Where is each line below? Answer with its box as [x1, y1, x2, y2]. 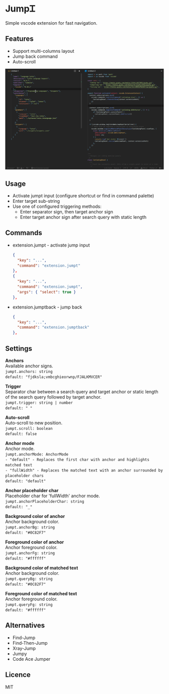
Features [5, 35, 34, 43]
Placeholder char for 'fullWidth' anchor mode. [5, 493, 100, 499]
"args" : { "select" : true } [17, 289, 76, 294]
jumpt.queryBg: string [5, 576, 53, 581]
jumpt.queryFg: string [5, 602, 53, 607]
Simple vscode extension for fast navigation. [5, 20, 98, 26]
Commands [5, 228, 43, 237]
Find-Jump [12, 635, 36, 641]
